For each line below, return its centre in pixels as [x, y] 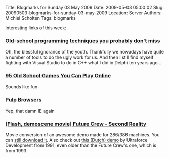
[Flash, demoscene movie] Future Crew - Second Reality [76, 124]
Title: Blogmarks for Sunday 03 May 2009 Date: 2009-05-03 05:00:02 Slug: [85, 7]
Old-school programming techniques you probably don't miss [83, 41]
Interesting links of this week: [36, 28]
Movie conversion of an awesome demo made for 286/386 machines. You [82, 135]
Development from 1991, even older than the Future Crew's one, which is [81, 145]
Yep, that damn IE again [30, 111]
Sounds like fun [22, 87]
